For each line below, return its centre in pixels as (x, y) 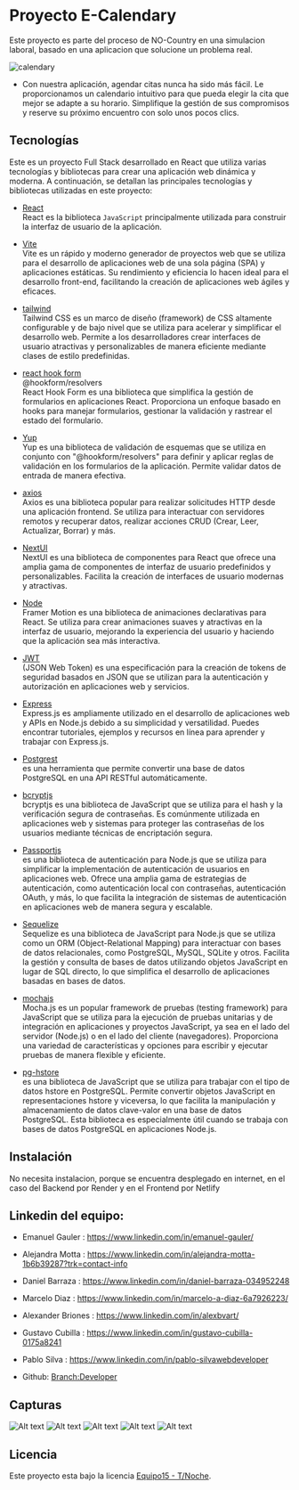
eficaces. (39, 291)
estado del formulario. (63, 420)
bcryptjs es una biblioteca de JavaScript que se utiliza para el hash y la (152, 804)
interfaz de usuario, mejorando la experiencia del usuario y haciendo (148, 631)
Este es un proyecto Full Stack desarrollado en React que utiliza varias (138, 162)
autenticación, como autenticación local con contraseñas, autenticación (154, 888)
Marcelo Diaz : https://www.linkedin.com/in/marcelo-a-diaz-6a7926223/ (155, 1299)
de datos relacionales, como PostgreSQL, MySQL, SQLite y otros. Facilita (156, 952)
